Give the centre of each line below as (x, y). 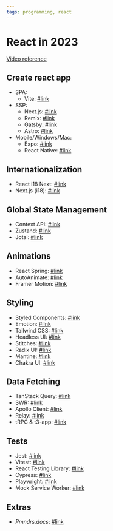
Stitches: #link (33, 343)
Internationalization (44, 170)
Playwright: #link (36, 482)
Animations (29, 256)
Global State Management (57, 210)
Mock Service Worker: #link (50, 488)
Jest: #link (28, 456)
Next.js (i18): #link (37, 191)
